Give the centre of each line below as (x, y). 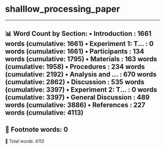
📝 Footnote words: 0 (37, 129)
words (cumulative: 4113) (44, 113)
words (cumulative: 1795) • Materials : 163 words (81, 59)
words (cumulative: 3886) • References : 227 (75, 105)
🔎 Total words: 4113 (25, 141)
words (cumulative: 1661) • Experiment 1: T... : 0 (79, 44)
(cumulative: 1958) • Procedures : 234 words (75, 67)
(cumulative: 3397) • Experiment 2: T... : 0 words (81, 90)
